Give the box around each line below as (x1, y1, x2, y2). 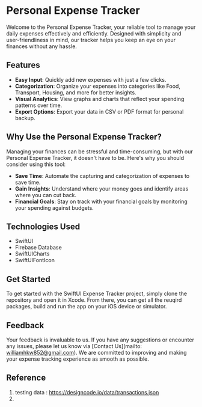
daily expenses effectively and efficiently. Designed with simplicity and (6, 29, 182, 37)
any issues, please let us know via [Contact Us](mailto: (6, 343, 142, 349)
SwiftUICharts (14, 250, 50, 257)
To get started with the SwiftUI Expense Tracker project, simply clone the (6, 290, 188, 298)
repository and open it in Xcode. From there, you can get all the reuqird (6, 296, 182, 304)
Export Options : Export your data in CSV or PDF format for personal (14, 108, 184, 115)
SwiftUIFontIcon (14, 257, 55, 264)
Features (6, 60, 40, 70)
